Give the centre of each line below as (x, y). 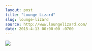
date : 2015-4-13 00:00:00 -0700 (39, 29)
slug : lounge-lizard (27, 19)
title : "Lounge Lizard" (30, 15)
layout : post (19, 10)
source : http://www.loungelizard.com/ (46, 24)
